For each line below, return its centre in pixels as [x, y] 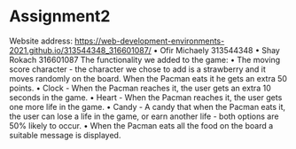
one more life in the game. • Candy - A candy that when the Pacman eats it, [148, 106]
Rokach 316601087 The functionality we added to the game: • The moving [145, 59]
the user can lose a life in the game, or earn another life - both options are [144, 116]
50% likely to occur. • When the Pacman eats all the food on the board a [141, 125]
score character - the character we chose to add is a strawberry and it [137, 69]
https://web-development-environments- [150, 41]
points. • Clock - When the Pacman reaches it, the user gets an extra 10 [140, 88]
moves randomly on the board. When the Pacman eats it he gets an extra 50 [148, 78]
